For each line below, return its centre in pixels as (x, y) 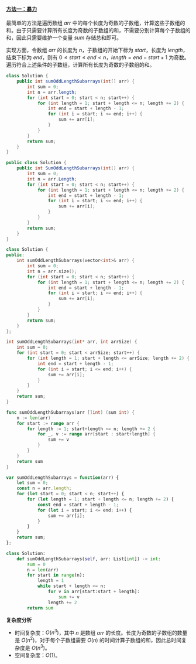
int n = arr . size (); (52, 271)
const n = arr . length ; (44, 488)
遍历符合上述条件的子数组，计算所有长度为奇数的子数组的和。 (80, 65)
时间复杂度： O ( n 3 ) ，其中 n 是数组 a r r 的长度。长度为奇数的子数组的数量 (101, 632)
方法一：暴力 (21, 9)
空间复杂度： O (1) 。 (37, 655)
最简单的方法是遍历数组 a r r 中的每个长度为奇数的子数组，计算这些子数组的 (96, 23)
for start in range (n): (56, 575)
